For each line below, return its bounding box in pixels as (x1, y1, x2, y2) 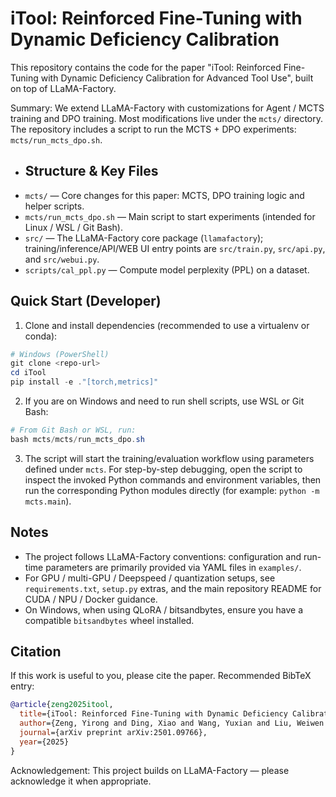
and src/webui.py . (24, 253, 100, 265)
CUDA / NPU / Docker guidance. (24, 593, 158, 605)
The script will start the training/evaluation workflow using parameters (24, 452, 315, 464)
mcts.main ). (24, 495, 72, 507)
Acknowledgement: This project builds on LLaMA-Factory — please (10, 764, 290, 776)
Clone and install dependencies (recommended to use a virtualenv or (24, 319, 310, 331)
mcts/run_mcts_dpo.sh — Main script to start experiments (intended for (24, 210, 316, 222)
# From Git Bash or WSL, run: (10, 425, 137, 436)
